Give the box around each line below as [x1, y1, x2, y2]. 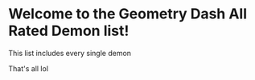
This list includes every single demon [8, 48, 131, 58]
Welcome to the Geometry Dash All [8, 5, 248, 23]
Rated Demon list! [8, 22, 130, 40]
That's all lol [8, 63, 49, 73]
